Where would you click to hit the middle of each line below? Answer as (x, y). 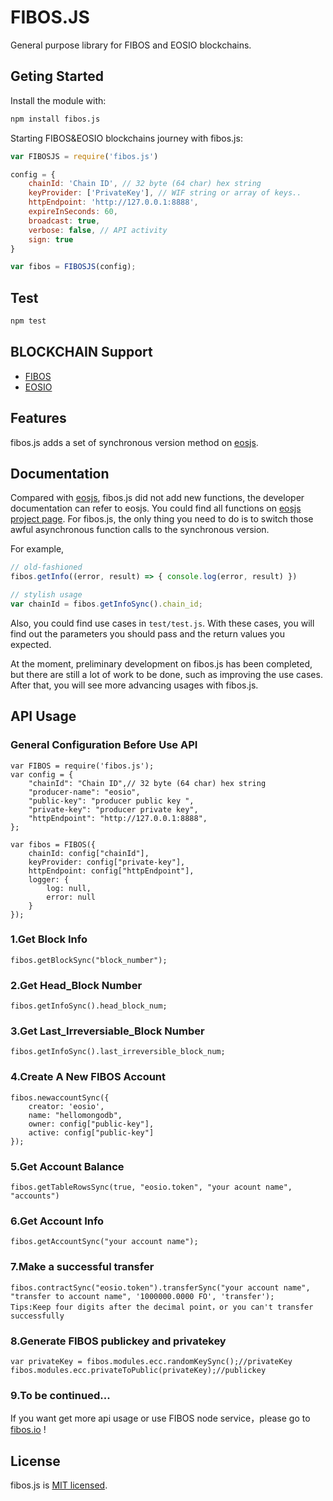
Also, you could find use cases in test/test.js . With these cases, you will (162, 623)
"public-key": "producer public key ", (111, 801)
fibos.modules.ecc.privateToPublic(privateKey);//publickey (138, 1370)
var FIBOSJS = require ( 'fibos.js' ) (84, 156)
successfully (37, 1316)
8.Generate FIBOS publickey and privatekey (118, 1341)
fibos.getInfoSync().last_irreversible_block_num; (118, 1052)
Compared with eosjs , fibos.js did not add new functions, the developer (157, 498)
